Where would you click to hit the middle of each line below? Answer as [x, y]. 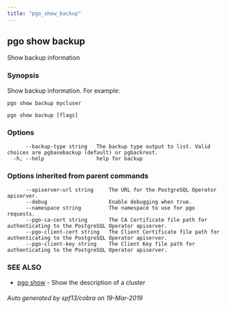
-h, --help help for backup [78, 159]
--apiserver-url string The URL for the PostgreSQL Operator [121, 190]
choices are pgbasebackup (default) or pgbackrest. [83, 153]
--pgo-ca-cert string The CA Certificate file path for [116, 220]
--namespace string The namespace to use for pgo [110, 208]
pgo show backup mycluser [44, 103]
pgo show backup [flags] [43, 115]
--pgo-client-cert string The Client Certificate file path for [122, 232]
